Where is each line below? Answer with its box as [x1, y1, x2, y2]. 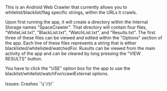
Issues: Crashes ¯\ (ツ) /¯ [5, 81, 54, 87]
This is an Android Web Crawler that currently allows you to [5, 4, 127, 10]
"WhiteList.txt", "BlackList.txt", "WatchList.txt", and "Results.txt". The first [5, 30, 156, 35]
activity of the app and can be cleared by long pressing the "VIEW [5, 50, 141, 56]
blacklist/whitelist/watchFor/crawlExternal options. [5, 71, 109, 76]
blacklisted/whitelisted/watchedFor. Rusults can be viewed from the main [5, 45, 156, 51]
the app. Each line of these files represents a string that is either [5, 40, 137, 46]
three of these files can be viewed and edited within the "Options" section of [5, 35, 163, 41]
